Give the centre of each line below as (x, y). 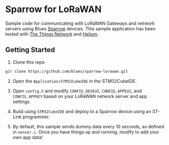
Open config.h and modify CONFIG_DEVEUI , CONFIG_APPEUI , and (77, 91)
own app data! (28, 137)
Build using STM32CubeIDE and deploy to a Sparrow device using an (82, 111)
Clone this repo (28, 62)
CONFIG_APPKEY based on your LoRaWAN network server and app (80, 96)
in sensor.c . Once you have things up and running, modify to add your (86, 132)
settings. (22, 102)
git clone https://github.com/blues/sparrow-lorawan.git (67, 71)
